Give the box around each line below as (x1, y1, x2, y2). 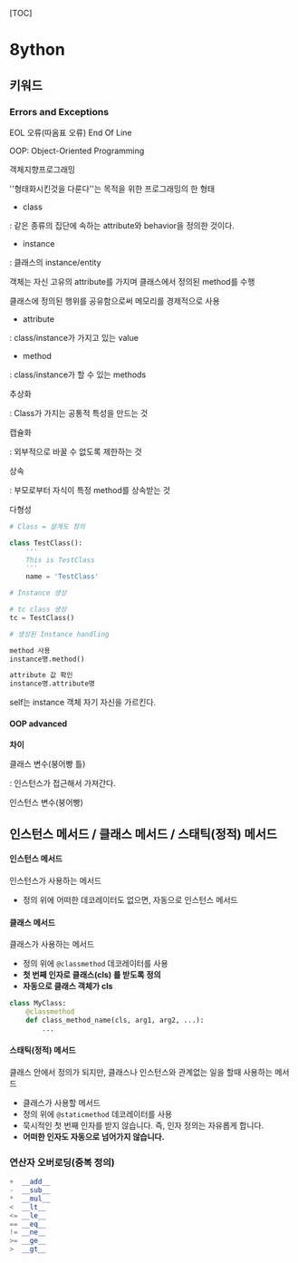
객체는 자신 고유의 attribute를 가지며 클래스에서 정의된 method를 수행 (9, 276, 255, 287)
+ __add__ (9, 1178, 51, 1187)
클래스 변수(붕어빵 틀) (9, 759, 86, 770)
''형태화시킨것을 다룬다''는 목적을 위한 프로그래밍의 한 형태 (9, 183, 216, 194)
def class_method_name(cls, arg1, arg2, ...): (25, 1015, 205, 1025)
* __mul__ (9, 1194, 51, 1203)
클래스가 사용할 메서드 (22, 1097, 101, 1108)
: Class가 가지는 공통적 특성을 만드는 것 (9, 407, 149, 418)
